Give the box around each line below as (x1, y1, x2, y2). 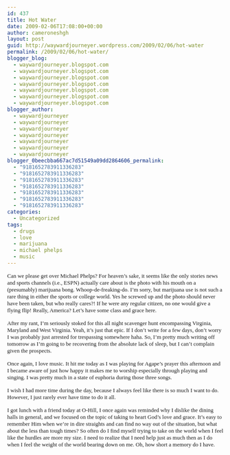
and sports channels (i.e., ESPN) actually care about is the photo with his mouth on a (7, 279, 196, 286)
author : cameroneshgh (7, 29, 69, 36)
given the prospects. (7, 347, 52, 355)
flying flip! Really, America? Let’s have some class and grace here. (7, 306, 157, 314)
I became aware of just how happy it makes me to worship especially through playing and (7, 366, 208, 374)
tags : (7, 221, 23, 228)
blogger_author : (7, 106, 54, 113)
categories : (7, 209, 41, 215)
